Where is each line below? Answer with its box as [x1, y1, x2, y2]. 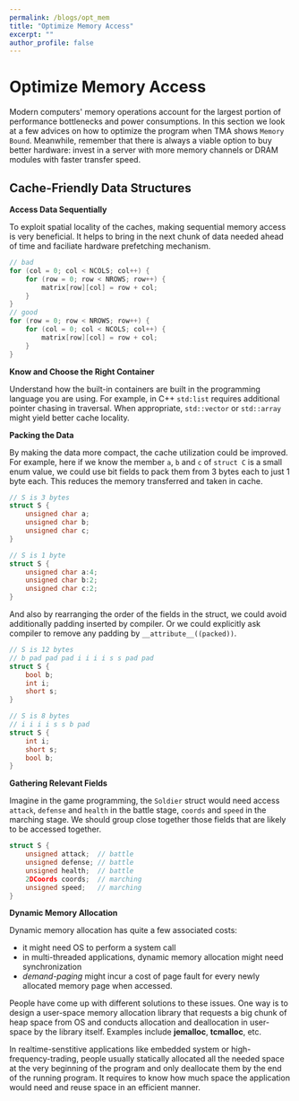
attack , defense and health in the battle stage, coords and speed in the [9, 805, 267, 815]
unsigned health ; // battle [25, 866, 134, 876]
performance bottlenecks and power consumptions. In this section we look [9, 116, 286, 127]
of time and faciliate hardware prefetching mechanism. [9, 241, 211, 251]
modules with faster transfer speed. [9, 154, 141, 165]
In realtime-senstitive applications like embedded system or [9, 1044, 230, 1055]
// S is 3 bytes [9, 493, 70, 502]
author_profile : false [9, 38, 94, 48]
